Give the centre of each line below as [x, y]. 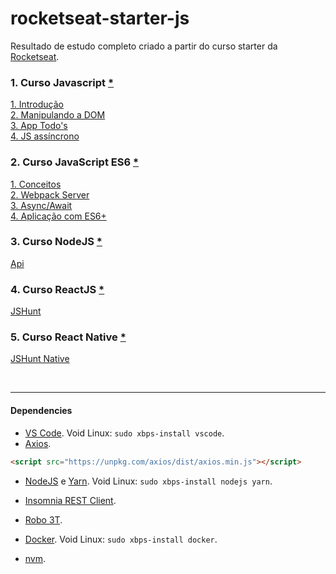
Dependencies [41, 411]
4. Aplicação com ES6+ [58, 216]
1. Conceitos [36, 184]
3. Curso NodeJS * [56, 242]
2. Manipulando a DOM [58, 115]
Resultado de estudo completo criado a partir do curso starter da [144, 46]
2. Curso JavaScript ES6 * [75, 162]
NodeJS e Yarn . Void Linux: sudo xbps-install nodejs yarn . [148, 481]
